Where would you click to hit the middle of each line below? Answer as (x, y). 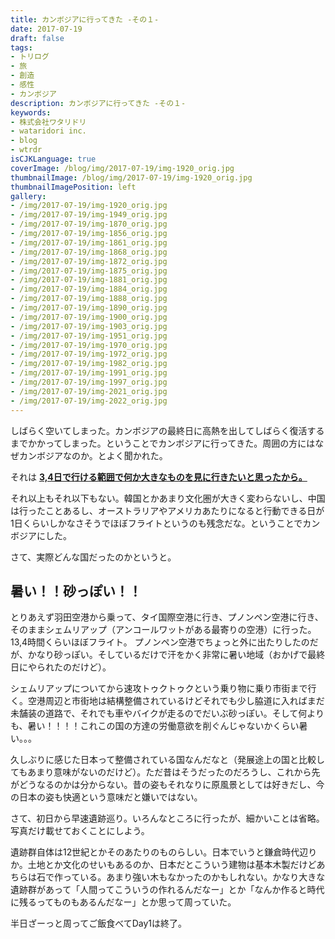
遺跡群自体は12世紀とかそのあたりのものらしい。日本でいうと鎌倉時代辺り (164, 852)
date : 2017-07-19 (46, 29)
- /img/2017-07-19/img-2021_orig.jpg (89, 391)
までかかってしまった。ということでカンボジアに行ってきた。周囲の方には (163, 443)
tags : (21, 47)
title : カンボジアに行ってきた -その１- (85, 19)
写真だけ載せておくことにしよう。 (80, 831)
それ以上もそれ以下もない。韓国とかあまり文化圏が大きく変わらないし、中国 (168, 498)
